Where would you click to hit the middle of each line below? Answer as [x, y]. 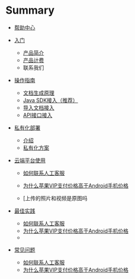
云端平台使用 [30, 160]
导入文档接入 [38, 107]
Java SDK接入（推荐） [50, 100]
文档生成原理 [38, 93]
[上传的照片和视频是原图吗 [55, 198]
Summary [30, 10]
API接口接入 [38, 115]
